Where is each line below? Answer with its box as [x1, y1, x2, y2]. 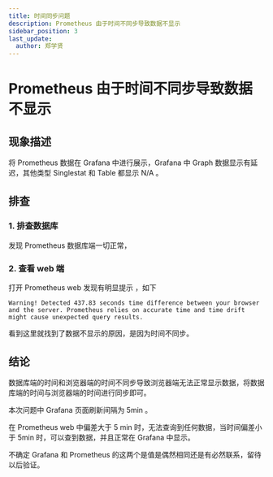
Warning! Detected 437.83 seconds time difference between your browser [8, 299, 260, 307]
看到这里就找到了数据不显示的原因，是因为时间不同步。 [8, 328, 193, 338]
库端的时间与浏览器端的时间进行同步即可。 [8, 388, 151, 397]
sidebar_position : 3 [8, 27, 79, 35]
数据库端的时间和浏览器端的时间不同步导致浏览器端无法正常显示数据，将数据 [8, 377, 265, 387]
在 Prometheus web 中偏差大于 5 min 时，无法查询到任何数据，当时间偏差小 [8, 422, 262, 431]
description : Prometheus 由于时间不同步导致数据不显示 [8, 20, 181, 28]
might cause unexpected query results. [8, 314, 144, 322]
